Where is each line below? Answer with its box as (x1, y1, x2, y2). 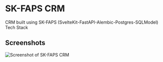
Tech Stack (5, 24, 28, 30)
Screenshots (5, 39, 46, 47)
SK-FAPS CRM (5, 3, 65, 14)
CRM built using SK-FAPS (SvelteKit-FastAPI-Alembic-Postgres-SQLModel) (5, 19, 159, 25)
